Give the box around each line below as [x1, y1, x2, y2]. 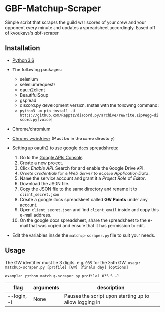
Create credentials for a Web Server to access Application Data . [19, 170, 150, 176]
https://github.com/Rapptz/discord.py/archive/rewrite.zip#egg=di [19, 113, 159, 118]
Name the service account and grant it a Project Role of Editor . [19, 175, 146, 181]
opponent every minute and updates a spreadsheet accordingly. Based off [5, 24, 156, 30]
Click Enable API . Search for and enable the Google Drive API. [19, 165, 145, 171]
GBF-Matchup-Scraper [5, 3, 101, 14]
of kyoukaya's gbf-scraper [5, 30, 59, 35]
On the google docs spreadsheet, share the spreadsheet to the [19, 217, 147, 223]
